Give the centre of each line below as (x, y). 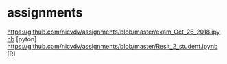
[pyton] (26, 39)
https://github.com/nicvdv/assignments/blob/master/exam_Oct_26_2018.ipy (114, 32)
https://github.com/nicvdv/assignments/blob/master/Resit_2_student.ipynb (112, 46)
